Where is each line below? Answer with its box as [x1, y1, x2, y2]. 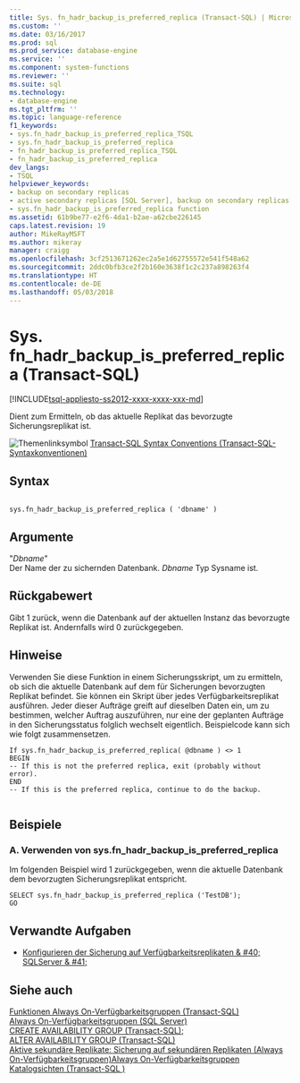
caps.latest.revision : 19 [9, 221, 105, 230]
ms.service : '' [9, 55, 66, 64]
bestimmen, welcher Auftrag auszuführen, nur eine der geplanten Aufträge [9, 709, 284, 721]
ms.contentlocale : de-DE [9, 279, 102, 288]
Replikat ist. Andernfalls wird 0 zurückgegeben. [9, 621, 184, 632]
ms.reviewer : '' [9, 72, 70, 81]
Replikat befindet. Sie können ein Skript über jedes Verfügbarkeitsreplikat [9, 690, 279, 701]
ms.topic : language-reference [9, 113, 122, 122]
